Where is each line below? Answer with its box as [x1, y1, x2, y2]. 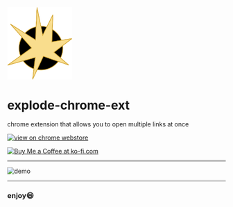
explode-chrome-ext [7, 97, 130, 113]
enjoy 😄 [7, 191, 35, 201]
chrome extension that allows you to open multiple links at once [7, 120, 189, 129]
